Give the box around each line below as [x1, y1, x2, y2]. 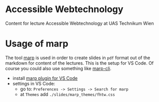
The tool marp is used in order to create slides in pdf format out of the [5, 55, 150, 61]
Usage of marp [5, 38, 69, 49]
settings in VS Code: [12, 80, 56, 86]
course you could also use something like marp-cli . [5, 65, 112, 71]
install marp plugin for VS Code [12, 75, 78, 81]
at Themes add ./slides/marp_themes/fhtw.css [20, 91, 115, 97]
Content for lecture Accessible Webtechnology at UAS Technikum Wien [5, 20, 154, 26]
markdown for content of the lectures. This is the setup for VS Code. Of [5, 60, 154, 66]
